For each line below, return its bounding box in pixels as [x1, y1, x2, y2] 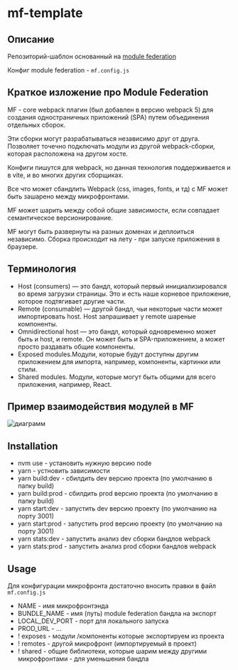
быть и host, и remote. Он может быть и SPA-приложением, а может [17, 334, 225, 343]
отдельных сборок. [7, 120, 66, 129]
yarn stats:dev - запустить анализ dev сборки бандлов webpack [17, 535, 211, 543]
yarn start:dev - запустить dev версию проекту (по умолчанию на [17, 504, 217, 513]
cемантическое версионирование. [7, 213, 114, 222]
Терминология [7, 263, 77, 275]
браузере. [7, 242, 38, 250]
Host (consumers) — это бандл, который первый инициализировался [17, 282, 227, 290]
